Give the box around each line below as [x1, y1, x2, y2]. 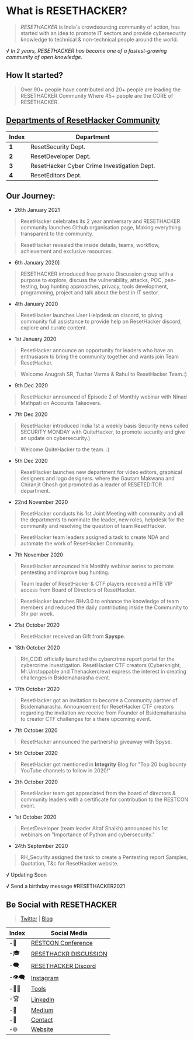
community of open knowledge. [6, 53, 83, 60]
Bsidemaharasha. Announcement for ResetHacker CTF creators [20, 703, 174, 710]
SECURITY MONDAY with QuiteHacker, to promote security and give [20, 428, 185, 435]
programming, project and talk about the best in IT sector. [20, 289, 160, 296]
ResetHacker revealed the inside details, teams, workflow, [20, 242, 160, 249]
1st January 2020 [14, 335, 57, 343]
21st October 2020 [14, 621, 60, 628]
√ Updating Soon [6, 871, 47, 878]
